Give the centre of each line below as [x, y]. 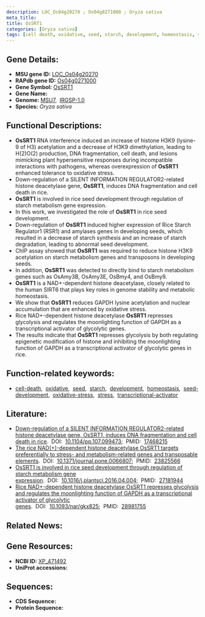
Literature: [27, 413]
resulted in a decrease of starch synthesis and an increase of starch [101, 237]
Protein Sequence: [39, 608]
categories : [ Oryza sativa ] [42, 29]
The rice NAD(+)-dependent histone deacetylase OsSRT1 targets [97, 448]
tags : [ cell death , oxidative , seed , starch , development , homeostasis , [101, 35]
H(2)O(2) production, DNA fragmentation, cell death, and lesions [96, 153]
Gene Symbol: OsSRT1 [44, 87]
